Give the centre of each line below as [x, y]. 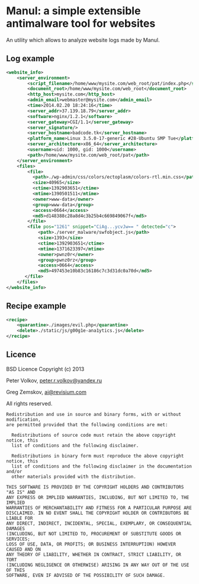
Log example [31, 58]
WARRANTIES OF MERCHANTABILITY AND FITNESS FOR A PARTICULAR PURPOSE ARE [99, 508]
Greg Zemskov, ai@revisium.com [46, 392]
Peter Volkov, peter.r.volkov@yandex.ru [54, 380]
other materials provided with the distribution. [74, 477]
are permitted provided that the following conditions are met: [87, 425]
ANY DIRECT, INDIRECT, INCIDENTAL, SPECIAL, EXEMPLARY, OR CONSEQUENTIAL [99, 523]
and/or [14, 471]
